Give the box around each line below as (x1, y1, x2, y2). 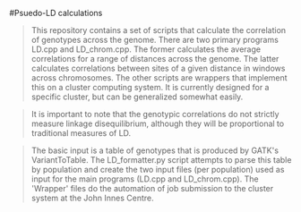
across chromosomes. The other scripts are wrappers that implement (30, 72, 288, 83)
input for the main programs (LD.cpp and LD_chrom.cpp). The (30, 174, 259, 184)
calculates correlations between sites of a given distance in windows (30, 63, 286, 73)
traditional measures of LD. (30, 128, 132, 138)
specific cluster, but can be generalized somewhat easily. (30, 91, 244, 102)
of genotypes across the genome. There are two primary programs (30, 35, 279, 45)
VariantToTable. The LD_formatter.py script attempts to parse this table (30, 155, 292, 165)
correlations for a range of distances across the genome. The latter (30, 54, 279, 64)
